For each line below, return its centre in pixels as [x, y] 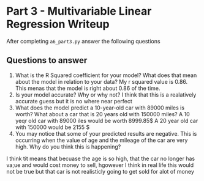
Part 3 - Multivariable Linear [79, 11]
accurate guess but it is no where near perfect [74, 101]
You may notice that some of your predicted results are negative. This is [106, 133]
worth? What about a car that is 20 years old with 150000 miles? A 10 [102, 114]
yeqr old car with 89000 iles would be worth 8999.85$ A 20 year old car [107, 120]
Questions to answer [47, 60]
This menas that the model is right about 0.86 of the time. [88, 88]
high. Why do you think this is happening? [68, 146]
